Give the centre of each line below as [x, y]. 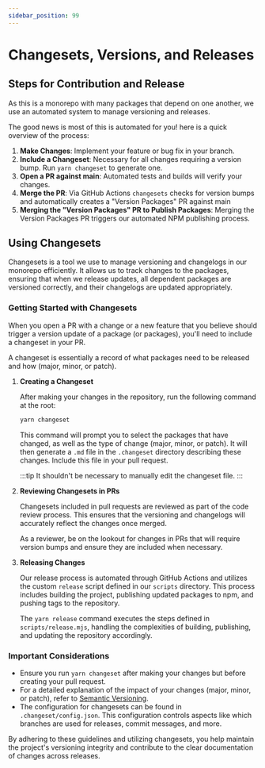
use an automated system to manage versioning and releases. [110, 111]
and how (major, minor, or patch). [62, 366]
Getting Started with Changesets [73, 308]
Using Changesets [55, 243]
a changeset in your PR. [47, 342]
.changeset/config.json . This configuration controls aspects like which [135, 715]
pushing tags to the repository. [70, 603]
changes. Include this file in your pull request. [94, 460]
